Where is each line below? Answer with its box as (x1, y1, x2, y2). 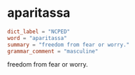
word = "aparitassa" (7, 34, 68, 41)
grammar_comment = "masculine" (7, 48, 99, 55)
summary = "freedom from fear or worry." (7, 41, 130, 48)
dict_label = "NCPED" (7, 28, 71, 35)
